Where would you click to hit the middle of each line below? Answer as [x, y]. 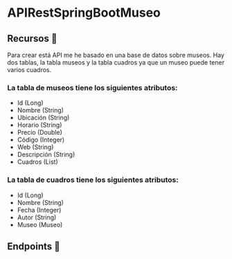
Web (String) [35, 147]
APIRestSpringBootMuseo [84, 13]
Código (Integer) [41, 140]
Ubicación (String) [43, 118]
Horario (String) [39, 125]
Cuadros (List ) [37, 162]
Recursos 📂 [32, 39]
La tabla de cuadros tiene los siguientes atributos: [93, 180]
